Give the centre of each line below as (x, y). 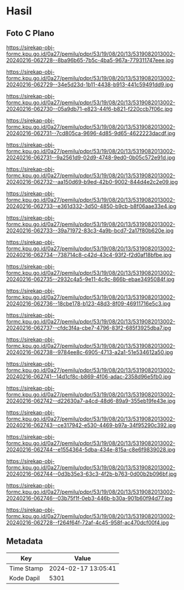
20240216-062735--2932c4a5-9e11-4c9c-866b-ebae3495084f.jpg (91, 279)
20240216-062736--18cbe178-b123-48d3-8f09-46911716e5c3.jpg (88, 303)
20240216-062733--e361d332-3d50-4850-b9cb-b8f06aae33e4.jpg (91, 206)
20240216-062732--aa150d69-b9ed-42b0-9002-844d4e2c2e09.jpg (92, 182)
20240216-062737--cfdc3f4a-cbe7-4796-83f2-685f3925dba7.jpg (89, 328)
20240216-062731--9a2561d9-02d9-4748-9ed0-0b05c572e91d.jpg (91, 158)
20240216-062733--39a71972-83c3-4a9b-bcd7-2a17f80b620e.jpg (90, 231)
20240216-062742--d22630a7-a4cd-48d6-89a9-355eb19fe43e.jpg (91, 401)
